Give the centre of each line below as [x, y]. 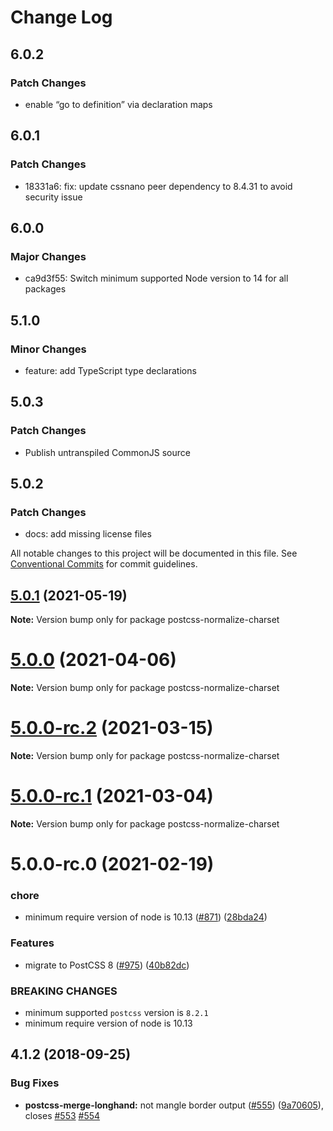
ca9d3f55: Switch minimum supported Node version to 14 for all [156, 278]
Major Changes [48, 256]
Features [32, 943]
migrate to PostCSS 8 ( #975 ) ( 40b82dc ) [107, 965]
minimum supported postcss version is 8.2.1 [116, 1013]
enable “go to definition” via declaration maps [118, 104]
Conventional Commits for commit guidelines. [104, 564]
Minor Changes [48, 349]
